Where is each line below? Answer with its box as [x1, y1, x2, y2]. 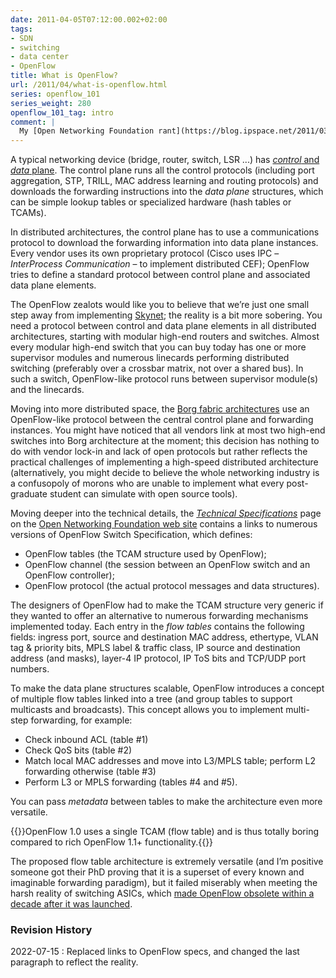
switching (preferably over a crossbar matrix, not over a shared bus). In [10, 362, 304, 375]
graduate [10, 488, 48, 500]
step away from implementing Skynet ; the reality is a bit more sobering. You [10, 309, 323, 321]
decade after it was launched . [10, 898, 133, 910]
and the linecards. [10, 384, 85, 396]
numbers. [10, 663, 50, 675]
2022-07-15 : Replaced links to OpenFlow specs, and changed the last [10, 946, 300, 958]
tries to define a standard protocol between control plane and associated [10, 269, 311, 281]
